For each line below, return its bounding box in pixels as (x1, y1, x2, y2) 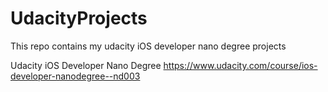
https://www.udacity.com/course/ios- (163, 59, 318, 71)
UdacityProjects (10, 7, 148, 30)
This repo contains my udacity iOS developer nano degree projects (10, 40, 287, 52)
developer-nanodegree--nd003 (10, 70, 141, 82)
